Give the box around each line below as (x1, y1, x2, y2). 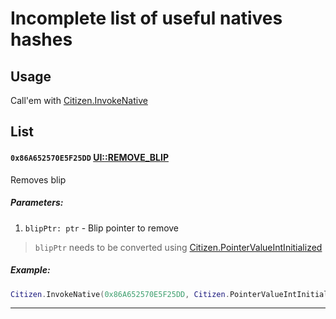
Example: (10, 264, 51, 276)
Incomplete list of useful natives (10, 7, 283, 30)
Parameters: (10, 197, 64, 209)
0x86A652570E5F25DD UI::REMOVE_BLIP (10, 151, 169, 163)
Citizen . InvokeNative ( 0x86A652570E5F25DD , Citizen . (10, 289, 230, 299)
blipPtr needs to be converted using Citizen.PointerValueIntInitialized (34, 241, 323, 253)
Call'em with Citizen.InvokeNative (10, 95, 148, 106)
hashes (10, 28, 73, 51)
